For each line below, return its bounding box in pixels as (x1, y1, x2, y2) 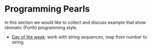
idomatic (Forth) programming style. (4, 24, 78, 30)
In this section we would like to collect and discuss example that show (4, 19, 146, 25)
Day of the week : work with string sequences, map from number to (11, 34, 148, 40)
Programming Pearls (4, 3, 90, 15)
